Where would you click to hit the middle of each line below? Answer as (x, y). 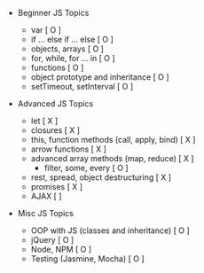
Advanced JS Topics (55, 104)
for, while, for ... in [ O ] (73, 58)
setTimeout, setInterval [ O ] (82, 86)
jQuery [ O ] (52, 240)
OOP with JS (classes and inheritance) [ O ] (110, 230)
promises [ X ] (56, 187)
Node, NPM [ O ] (61, 249)
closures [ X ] (55, 130)
